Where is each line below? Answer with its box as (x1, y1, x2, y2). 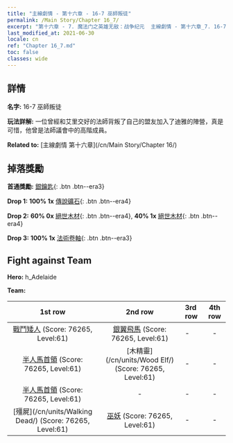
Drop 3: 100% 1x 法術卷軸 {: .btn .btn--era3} (7, 234, 132, 243)
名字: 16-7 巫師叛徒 (7, 102, 62, 111)
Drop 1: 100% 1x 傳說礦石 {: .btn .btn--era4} (7, 197, 132, 205)
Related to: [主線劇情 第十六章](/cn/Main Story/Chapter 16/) (7, 140, 178, 149)
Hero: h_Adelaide (7, 273, 57, 281)
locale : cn (7, 36, 39, 43)
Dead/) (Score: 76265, (15, 416, 90, 426)
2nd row (126, 307, 154, 317)
